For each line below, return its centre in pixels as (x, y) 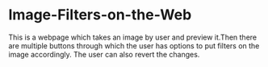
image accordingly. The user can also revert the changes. (104, 54)
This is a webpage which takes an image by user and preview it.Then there (133, 37)
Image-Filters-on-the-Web (100, 15)
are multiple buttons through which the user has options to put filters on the (134, 45)
